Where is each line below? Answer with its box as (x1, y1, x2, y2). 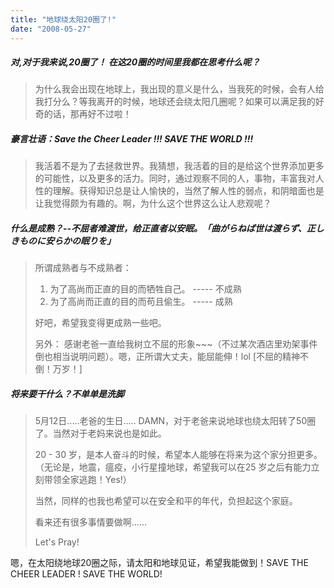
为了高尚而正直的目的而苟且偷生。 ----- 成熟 (49, 296, 233, 308)
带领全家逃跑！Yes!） (43, 474, 132, 486)
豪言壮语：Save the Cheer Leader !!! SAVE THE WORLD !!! (10, 133, 254, 145)
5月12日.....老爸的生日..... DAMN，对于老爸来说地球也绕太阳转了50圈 (34, 415, 317, 427)
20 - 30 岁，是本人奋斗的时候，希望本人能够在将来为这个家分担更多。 (34, 449, 323, 461)
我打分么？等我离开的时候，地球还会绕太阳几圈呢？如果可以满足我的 (34, 96, 316, 108)
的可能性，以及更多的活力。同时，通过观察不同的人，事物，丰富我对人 (34, 172, 325, 185)
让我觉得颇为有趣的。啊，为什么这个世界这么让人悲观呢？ (34, 197, 272, 210)
